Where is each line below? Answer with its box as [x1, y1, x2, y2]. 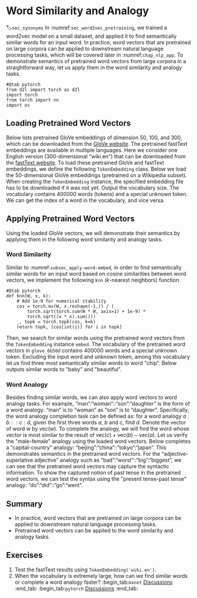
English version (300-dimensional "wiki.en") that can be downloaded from [6, 152, 186, 160]
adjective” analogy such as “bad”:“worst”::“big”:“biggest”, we [34, 456, 182, 464]
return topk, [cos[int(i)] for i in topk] [16, 323, 122, 330]
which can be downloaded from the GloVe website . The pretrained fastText [6, 140, 188, 147]
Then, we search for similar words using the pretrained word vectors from [6, 334, 185, 341]
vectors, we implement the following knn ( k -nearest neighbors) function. [6, 276, 181, 283]
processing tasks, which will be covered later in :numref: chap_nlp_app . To [6, 51, 183, 58]
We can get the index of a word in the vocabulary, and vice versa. [6, 197, 165, 204]
